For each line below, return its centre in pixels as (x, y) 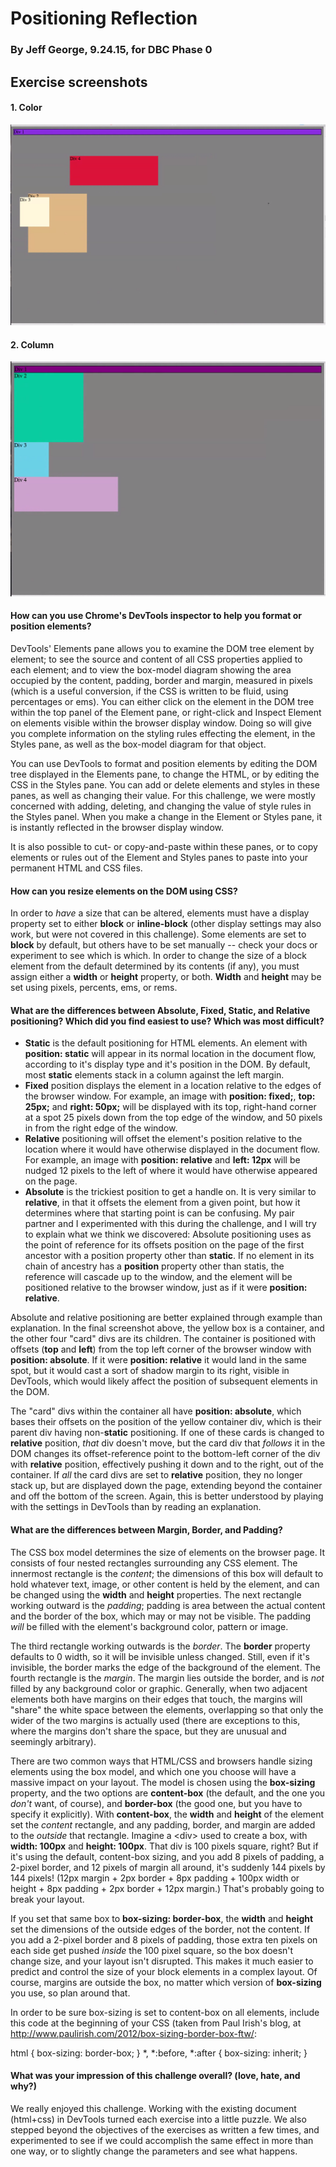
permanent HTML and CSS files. (76, 868)
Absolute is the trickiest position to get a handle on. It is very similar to (170, 1192)
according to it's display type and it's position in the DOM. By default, (167, 1064)
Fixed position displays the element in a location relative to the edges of (173, 1086)
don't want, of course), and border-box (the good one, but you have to (156, 1803)
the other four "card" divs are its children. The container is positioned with (163, 1339)
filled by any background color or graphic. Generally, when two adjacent (159, 1688)
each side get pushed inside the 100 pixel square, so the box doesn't (152, 1950)
